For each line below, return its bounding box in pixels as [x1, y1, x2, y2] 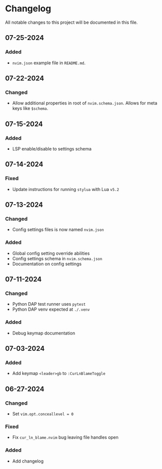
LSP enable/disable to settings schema [12, 146, 92, 151]
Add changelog [12, 458, 44, 464]
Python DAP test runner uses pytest [12, 301, 86, 307]
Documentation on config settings [12, 261, 82, 267]
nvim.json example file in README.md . [12, 60, 85, 66]
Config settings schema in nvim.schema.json [12, 255, 103, 261]
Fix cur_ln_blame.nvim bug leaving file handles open [12, 434, 119, 440]
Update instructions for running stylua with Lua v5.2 [12, 186, 120, 192]
